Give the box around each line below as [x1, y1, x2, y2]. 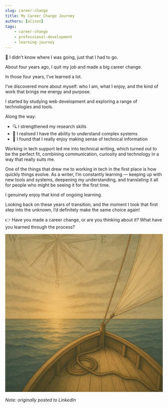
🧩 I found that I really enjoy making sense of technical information [12, 136, 148, 142]
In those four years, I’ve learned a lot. [5, 73, 82, 80]
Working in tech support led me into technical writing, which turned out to [5, 145, 157, 151]
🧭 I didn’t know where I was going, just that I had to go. [5, 54, 118, 60]
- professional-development [14, 35, 72, 40]
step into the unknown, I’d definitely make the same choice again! [5, 207, 140, 213]
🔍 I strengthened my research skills [12, 123, 86, 129]
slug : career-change [5, 8, 48, 13]
